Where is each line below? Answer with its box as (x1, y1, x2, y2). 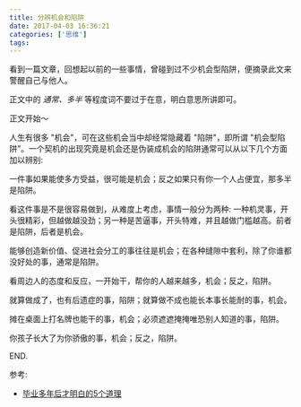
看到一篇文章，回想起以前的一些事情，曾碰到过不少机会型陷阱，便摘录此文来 (9, 64, 292, 74)
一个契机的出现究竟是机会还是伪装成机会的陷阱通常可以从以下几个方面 (28, 143, 288, 154)
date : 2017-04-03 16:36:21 (9, 22, 110, 30)
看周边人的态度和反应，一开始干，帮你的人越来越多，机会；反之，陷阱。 (9, 275, 276, 287)
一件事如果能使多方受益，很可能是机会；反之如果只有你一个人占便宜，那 (9, 174, 276, 185)
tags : (9, 38, 30, 48)
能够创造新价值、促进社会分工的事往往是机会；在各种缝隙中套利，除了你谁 (9, 246, 284, 256)
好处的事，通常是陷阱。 (16, 256, 104, 267)
